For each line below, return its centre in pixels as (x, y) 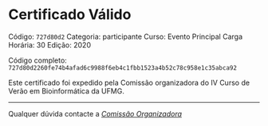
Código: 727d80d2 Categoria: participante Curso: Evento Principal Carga (126, 36)
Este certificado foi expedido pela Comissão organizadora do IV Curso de (129, 82)
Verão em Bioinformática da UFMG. (67, 91)
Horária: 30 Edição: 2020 (50, 44)
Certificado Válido (70, 15)
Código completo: (38, 60)
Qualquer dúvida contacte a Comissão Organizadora (95, 113)
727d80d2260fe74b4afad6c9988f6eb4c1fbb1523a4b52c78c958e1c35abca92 (123, 68)
